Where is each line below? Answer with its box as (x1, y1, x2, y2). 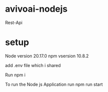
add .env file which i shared (5, 62, 61, 68)
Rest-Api (5, 20, 23, 25)
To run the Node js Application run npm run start (5, 81, 103, 87)
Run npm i (5, 72, 26, 78)
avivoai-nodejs (5, 3, 68, 15)
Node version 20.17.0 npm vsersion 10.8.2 (5, 53, 89, 59)
